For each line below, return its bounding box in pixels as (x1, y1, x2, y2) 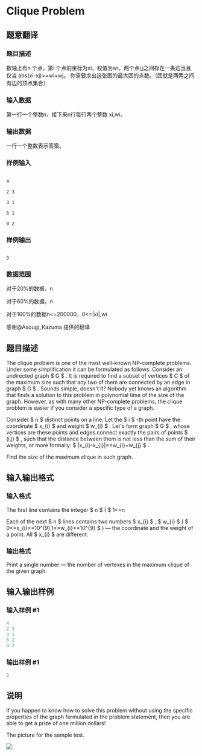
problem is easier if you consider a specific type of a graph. (6, 404, 155, 412)
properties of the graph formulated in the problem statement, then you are (6, 713, 191, 720)
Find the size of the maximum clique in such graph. (6, 453, 133, 460)
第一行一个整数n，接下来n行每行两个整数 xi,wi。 (6, 111, 126, 118)
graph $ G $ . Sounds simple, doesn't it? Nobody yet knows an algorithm (6, 385, 187, 392)
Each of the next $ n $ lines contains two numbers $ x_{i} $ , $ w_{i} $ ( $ (6, 518, 189, 525)
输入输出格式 (6, 473, 54, 483)
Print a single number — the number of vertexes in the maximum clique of (6, 561, 190, 569)
